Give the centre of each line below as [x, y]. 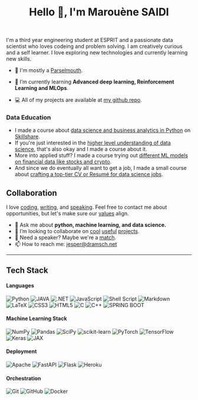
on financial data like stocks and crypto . [63, 162]
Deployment [22, 351]
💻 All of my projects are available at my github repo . [78, 99]
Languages [20, 286]
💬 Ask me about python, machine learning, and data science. [90, 225]
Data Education [29, 117]
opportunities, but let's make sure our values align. [68, 214]
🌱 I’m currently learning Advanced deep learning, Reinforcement [94, 82]
